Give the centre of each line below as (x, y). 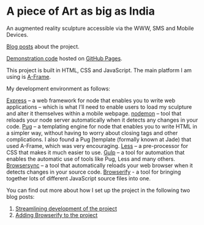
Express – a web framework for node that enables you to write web (91, 100)
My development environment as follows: (58, 88)
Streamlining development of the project (66, 208)
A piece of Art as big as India (81, 11)
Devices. (17, 34)
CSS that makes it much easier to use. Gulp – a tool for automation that (96, 152)
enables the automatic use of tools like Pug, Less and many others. (91, 159)
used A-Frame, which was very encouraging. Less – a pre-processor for (97, 146)
